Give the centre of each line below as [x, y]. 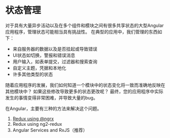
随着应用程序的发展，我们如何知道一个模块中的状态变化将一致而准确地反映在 [85, 85]
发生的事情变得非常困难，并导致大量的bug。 [52, 97]
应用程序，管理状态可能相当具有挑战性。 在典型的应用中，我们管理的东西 [81, 31]
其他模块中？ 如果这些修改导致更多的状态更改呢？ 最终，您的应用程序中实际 [84, 91]
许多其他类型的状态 [33, 74]
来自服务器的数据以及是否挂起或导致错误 [55, 49]
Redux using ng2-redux [37, 124]
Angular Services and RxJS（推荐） [50, 130]
